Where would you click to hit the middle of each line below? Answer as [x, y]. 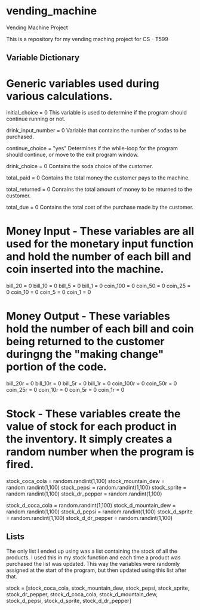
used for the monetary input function [100, 244]
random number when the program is [100, 452]
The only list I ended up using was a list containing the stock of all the [92, 551]
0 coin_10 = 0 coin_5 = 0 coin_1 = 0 [49, 292]
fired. [20, 465]
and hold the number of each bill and [99, 257]
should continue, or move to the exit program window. [73, 155]
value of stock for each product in [92, 427]
